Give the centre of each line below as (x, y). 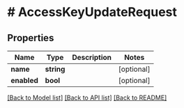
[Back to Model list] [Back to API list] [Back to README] (87, 98)
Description (92, 57)
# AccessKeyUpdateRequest (92, 12)
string (55, 69)
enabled (24, 80)
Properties (31, 38)
